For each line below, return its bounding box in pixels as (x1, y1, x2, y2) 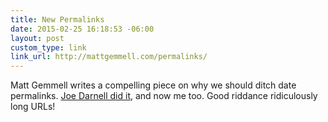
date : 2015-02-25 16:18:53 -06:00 (10, 24, 155, 34)
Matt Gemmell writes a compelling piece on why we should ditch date (10, 79, 297, 91)
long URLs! (10, 101, 56, 113)
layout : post (10, 33, 65, 43)
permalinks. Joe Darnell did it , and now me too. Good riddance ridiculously (10, 90, 318, 102)
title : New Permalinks (10, 14, 105, 25)
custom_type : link (10, 42, 87, 53)
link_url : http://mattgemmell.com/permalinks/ (10, 52, 208, 62)
